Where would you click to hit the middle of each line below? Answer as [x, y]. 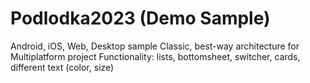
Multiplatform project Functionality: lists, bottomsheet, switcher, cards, [155, 56]
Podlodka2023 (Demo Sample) [140, 18]
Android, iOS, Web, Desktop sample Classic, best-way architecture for [155, 46]
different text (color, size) [62, 67]
